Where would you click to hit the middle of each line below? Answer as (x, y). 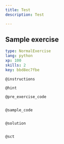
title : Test (18, 10)
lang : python (19, 56)
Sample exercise (32, 39)
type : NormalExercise (28, 51)
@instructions (20, 79)
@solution (16, 123)
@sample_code (19, 110)
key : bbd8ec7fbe (22, 70)
